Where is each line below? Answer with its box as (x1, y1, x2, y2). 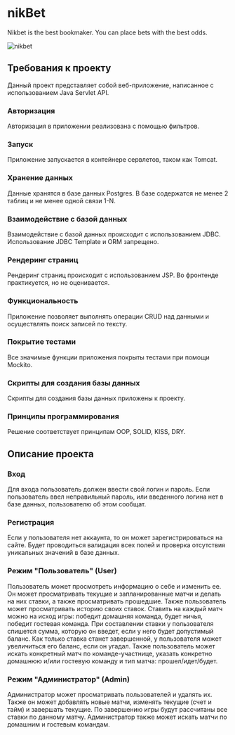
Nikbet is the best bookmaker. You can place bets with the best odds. (7, 28, 208, 37)
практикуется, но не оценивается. (7, 279, 110, 287)
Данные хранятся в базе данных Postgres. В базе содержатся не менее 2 (7, 188, 229, 198)
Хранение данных (7, 173, 74, 183)
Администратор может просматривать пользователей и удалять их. (7, 691, 213, 698)
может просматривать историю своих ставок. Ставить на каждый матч (7, 604, 223, 613)
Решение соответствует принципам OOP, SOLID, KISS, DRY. (7, 428, 186, 436)
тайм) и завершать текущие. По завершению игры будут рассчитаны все (7, 705, 228, 713)
